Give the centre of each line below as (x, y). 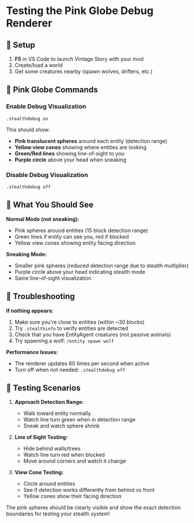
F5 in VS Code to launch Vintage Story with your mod (79, 59)
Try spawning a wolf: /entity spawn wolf (64, 341)
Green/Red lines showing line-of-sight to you (69, 153)
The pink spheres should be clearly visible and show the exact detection (93, 508)
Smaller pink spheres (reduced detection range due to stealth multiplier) (101, 266)
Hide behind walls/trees (52, 449)
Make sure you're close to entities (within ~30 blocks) (79, 322)
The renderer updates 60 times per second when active (82, 363)
